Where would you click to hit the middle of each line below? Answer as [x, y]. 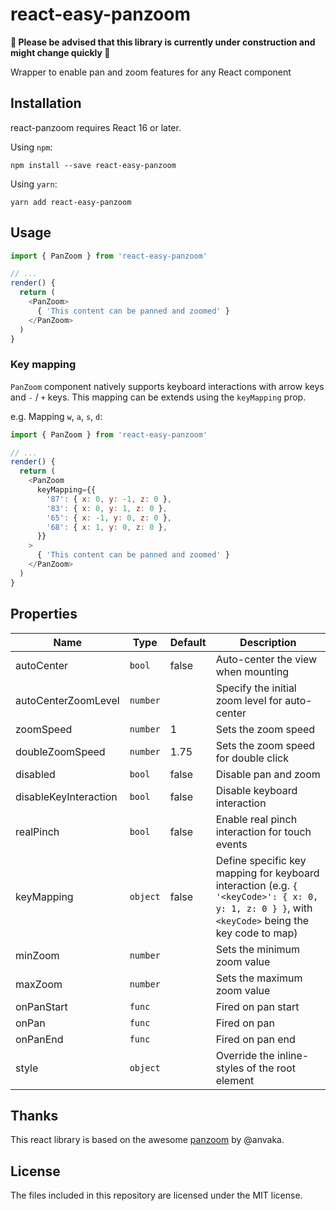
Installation [46, 103]
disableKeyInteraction [66, 796]
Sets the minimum [258, 949]
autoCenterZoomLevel [67, 700]
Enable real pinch [256, 819]
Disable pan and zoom [268, 774]
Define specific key [261, 860]
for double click [252, 758]
